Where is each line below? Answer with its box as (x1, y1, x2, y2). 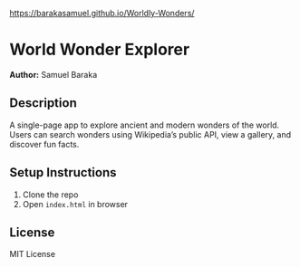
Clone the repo (22, 189, 79, 200)
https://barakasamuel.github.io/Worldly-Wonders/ (9, 8, 195, 18)
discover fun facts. (9, 138, 80, 149)
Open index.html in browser (22, 198, 129, 209)
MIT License (9, 249, 56, 260)
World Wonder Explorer (9, 40, 190, 60)
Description (9, 95, 77, 111)
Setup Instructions (9, 165, 117, 180)
